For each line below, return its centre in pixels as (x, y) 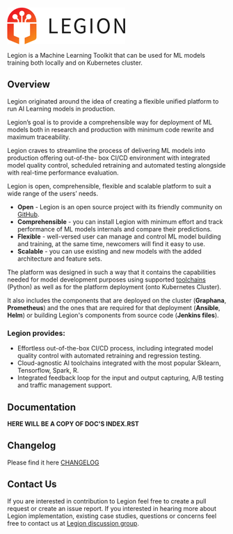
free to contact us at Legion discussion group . (73, 523)
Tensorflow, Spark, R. (48, 371)
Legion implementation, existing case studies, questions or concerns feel (112, 516)
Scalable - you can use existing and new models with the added (109, 251)
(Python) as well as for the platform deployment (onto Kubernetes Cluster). (114, 286)
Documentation (42, 407)
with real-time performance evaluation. (63, 172)
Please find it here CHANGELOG (53, 462)
